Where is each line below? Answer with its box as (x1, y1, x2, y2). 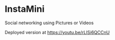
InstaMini (5, 3, 45, 15)
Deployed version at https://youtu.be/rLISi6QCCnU (5, 29, 110, 35)
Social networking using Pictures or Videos (5, 20, 94, 26)
